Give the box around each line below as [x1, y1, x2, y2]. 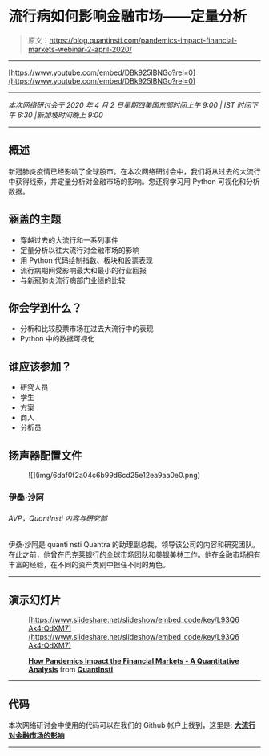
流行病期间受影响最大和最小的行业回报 [19, 265, 147, 275]
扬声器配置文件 [8, 448, 82, 462]
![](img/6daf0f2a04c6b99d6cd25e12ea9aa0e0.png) [28, 471, 201, 480]
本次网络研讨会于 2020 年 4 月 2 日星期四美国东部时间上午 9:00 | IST [8, 100, 235, 109]
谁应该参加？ [8, 359, 72, 374]
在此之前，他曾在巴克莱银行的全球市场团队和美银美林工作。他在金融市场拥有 [8, 550, 261, 559]
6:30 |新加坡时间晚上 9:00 [17, 110, 103, 120]
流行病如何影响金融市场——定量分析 [8, 7, 247, 26]
